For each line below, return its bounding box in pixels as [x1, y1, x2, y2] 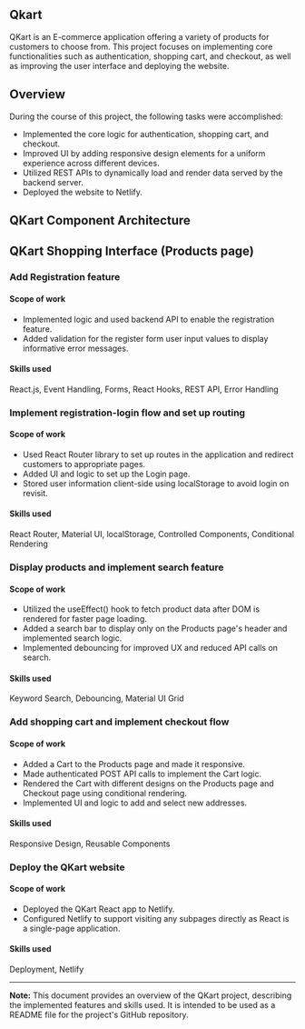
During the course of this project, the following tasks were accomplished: [9, 111, 283, 122]
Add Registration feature [9, 271, 121, 284]
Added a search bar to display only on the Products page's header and [22, 623, 288, 634]
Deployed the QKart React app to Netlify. [22, 904, 175, 914]
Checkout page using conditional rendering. [22, 787, 188, 798]
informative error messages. [22, 343, 129, 354]
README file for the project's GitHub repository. [9, 1009, 189, 1021]
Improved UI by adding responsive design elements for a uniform [22, 147, 266, 158]
